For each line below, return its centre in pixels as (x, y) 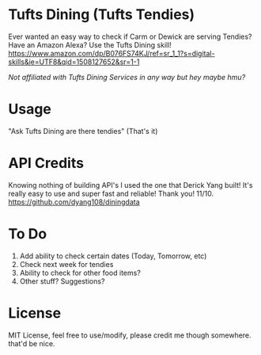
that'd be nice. (32, 343)
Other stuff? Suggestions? (62, 281)
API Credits (46, 163)
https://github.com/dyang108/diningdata (74, 202)
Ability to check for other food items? (80, 273)
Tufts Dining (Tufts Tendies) (102, 15)
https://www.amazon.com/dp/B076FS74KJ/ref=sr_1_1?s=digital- (112, 53)
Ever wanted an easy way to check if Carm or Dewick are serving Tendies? (130, 36)
